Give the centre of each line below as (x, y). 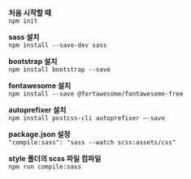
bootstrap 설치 (33, 61)
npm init (23, 21)
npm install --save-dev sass (58, 45)
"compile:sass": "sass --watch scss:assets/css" (92, 143)
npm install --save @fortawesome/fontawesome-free (96, 94)
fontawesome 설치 (40, 85)
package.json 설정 (39, 134)
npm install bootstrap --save (60, 70)
